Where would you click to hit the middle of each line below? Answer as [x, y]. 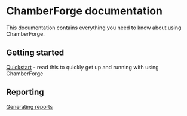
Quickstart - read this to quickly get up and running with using [83, 67]
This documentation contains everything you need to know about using [94, 28]
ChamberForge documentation [85, 11]
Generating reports [30, 106]
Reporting [25, 92]
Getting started [35, 53]
